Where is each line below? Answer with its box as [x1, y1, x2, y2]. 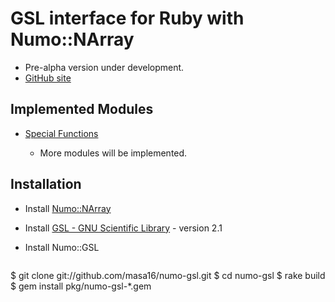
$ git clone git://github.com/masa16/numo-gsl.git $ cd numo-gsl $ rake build [10, 269, 326, 281]
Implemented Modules [10, 101, 154, 118]
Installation [10, 176, 82, 193]
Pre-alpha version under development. [24, 61, 185, 73]
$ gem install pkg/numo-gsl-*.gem [10, 280, 152, 292]
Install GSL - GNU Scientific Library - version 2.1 [24, 222, 223, 234]
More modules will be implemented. [39, 147, 188, 159]
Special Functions [24, 127, 99, 139]
